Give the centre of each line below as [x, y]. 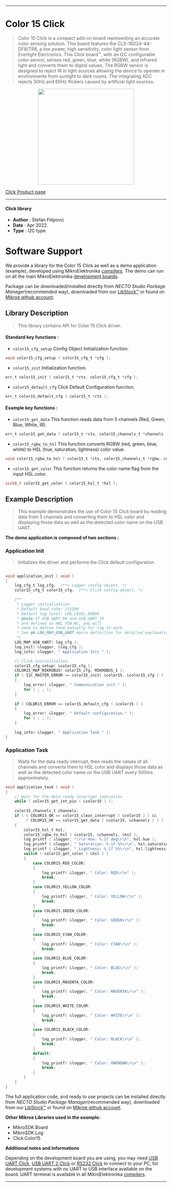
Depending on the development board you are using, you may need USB [82, 1158]
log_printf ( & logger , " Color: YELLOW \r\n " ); [92, 896]
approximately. [34, 778]
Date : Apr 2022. [30, 225]
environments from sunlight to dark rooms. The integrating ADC [85, 76]
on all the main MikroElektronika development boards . [62, 276]
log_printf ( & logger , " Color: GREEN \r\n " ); [91, 920]
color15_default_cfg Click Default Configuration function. [74, 387]
